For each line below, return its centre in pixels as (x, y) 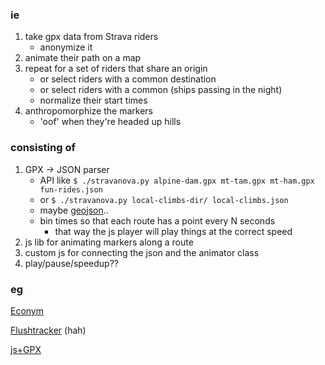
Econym (27, 310)
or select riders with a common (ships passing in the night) (161, 90)
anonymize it (66, 47)
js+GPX (26, 349)
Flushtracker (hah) (48, 330)
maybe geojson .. (74, 210)
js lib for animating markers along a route (109, 242)
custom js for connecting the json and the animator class (142, 252)
